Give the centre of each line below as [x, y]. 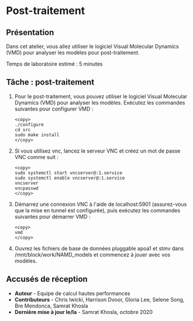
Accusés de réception [47, 279]
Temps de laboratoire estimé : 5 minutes [54, 64]
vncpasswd [27, 188]
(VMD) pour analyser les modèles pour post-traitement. [73, 53]
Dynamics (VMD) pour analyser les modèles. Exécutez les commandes [100, 102]
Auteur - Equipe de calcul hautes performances [72, 293]
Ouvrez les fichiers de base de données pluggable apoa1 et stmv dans [99, 248]
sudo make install [37, 135]
